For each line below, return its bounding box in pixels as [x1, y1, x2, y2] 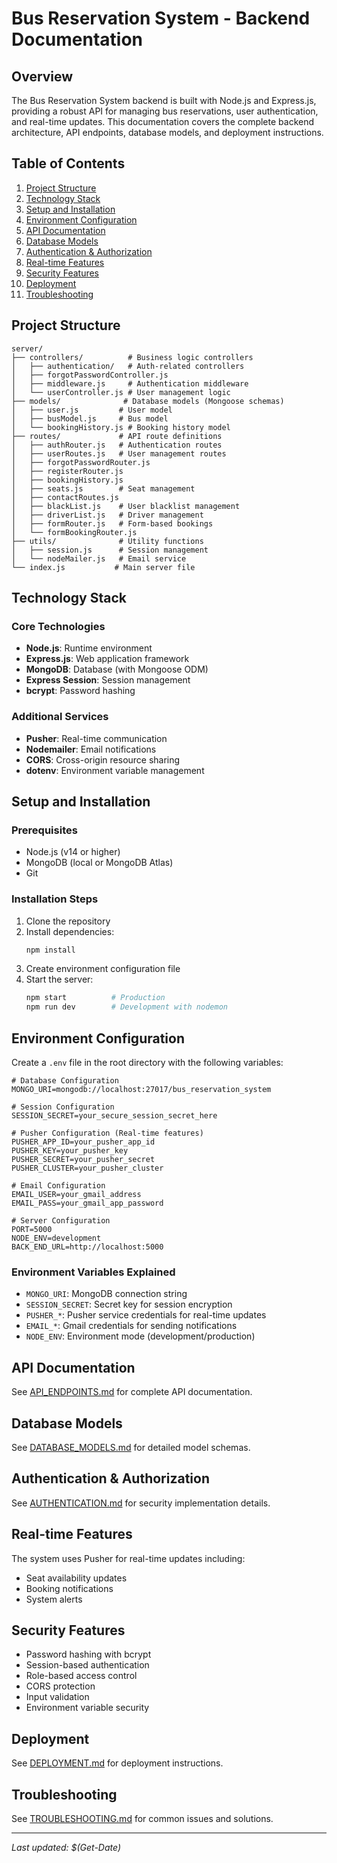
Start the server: [25, 973, 94, 986]
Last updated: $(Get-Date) [11, 1842, 122, 1854]
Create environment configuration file [25, 963, 181, 975]
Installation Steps [11, 892, 99, 906]
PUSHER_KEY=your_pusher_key [11, 1146, 129, 1156]
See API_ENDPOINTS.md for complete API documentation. [11, 1386, 253, 1398]
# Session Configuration [11, 1102, 115, 1112]
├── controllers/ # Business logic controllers [11, 352, 254, 362]
